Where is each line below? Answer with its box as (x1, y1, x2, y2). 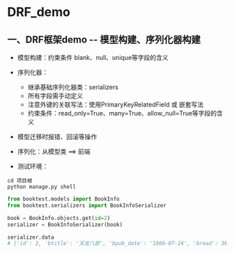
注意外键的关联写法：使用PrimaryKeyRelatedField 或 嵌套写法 (27, 100, 204, 109)
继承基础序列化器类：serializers (27, 83, 118, 91)
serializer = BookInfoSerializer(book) (7, 221, 123, 228)
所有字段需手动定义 (27, 92, 84, 100)
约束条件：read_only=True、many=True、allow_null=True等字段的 (27, 109, 217, 117)
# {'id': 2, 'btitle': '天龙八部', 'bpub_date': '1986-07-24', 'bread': (7, 240, 219, 247)
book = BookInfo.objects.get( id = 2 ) (7, 214, 111, 221)
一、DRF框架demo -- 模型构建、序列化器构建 (7, 33, 201, 45)
